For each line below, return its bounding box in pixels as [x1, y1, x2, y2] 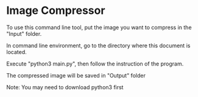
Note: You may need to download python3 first [6, 83, 124, 91]
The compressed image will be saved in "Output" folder [6, 72, 146, 79]
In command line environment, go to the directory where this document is [6, 42, 191, 49]
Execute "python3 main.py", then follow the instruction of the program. [6, 60, 184, 67]
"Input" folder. [6, 30, 42, 37]
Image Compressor [6, 4, 105, 18]
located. [6, 48, 27, 55]
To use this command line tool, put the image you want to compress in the [6, 24, 192, 31]
